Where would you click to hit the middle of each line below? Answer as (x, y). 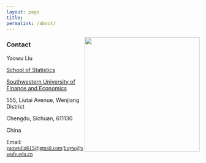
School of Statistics (31, 70)
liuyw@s (73, 148)
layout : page (23, 12)
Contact (19, 45)
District (15, 106)
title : (15, 18)
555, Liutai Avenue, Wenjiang (43, 100)
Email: (14, 142)
